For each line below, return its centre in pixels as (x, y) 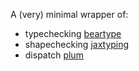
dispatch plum (54, 55)
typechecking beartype (73, 33)
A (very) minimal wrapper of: (69, 14)
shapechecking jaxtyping (77, 44)
